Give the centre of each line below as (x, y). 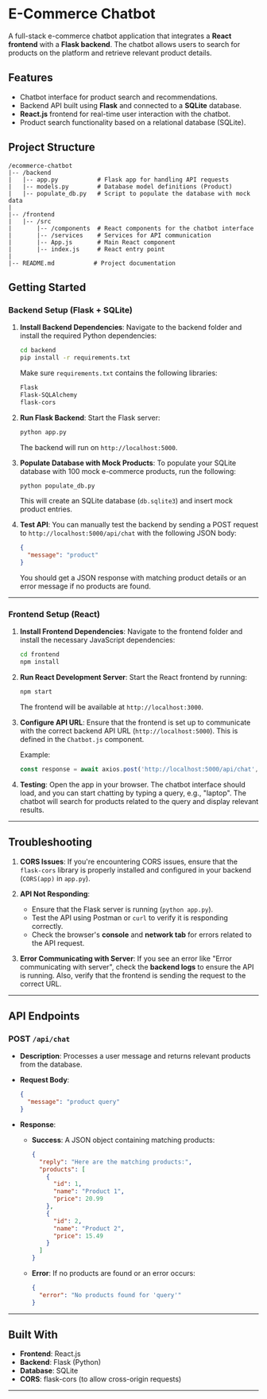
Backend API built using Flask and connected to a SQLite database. (131, 105)
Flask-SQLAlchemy (48, 394)
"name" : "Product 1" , (89, 1191)
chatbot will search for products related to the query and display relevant (139, 801)
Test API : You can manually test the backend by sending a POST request (139, 525)
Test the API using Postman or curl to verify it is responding (130, 917)
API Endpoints (44, 1016)
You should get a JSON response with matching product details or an (133, 578)
